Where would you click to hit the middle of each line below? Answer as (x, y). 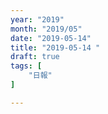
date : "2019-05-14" (51, 38)
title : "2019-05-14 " (55, 47)
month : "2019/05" (46, 29)
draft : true (35, 57)
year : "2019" (37, 19)
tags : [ (26, 66)
